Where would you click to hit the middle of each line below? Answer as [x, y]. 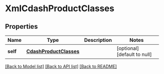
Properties [21, 27]
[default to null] [134, 54]
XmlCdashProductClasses [60, 9]
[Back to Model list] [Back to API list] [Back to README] [61, 66]
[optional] [128, 48]
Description [98, 40]
